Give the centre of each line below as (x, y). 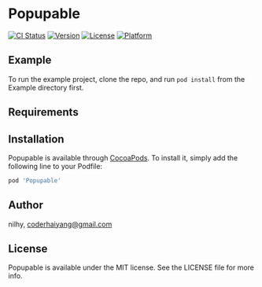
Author (26, 205)
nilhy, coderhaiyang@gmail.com (60, 224)
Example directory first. (46, 87)
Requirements (43, 112)
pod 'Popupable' (35, 180)
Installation (36, 139)
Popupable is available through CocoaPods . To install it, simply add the (123, 157)
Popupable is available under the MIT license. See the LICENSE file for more (131, 267)
